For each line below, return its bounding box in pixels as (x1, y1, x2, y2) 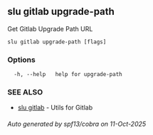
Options (7, 55, 36, 65)
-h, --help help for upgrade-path (14, 71, 122, 78)
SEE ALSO (7, 87, 43, 97)
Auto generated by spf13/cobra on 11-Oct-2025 (7, 120, 147, 128)
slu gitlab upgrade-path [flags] (7, 38, 107, 45)
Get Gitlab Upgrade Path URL (7, 24, 93, 33)
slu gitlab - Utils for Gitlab (17, 103, 93, 112)
